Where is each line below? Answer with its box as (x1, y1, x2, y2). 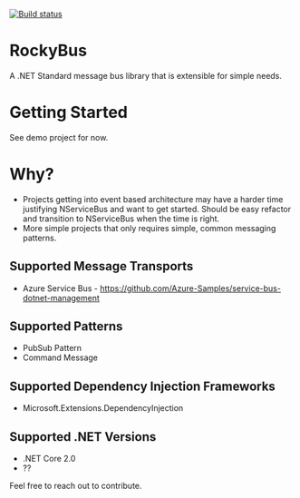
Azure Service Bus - (22, 282, 98, 294)
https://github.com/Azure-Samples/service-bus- (99, 282, 281, 294)
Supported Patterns (9, 318, 123, 335)
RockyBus (9, 41, 88, 61)
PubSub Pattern (22, 343, 82, 354)
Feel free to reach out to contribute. (9, 481, 142, 492)
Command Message (22, 352, 98, 363)
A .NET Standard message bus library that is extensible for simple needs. (9, 70, 283, 81)
